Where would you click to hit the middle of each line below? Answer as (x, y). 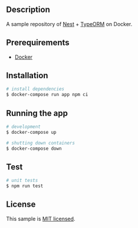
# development (24, 127)
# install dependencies (35, 89)
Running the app (37, 113)
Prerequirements (38, 43)
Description (28, 10)
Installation (27, 76)
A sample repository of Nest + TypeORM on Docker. (69, 24)
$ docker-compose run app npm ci (47, 95)
